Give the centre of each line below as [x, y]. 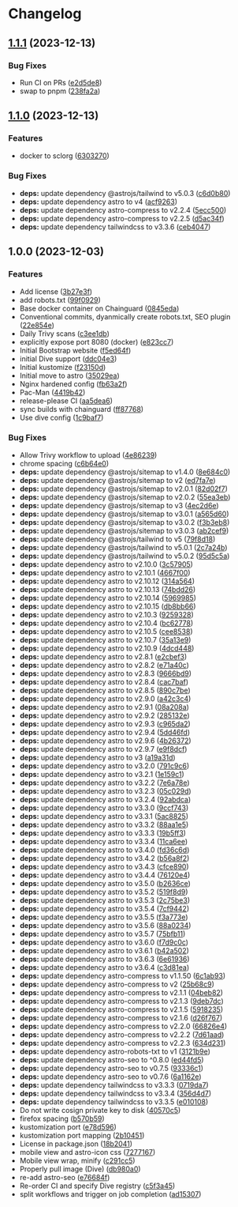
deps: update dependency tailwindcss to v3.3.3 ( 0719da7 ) [114, 1084]
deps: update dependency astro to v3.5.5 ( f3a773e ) [104, 917]
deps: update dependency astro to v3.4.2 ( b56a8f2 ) [104, 858]
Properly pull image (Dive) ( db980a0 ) [80, 1169]
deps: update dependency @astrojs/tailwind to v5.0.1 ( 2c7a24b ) [123, 547]
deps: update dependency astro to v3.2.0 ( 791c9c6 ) [104, 766]
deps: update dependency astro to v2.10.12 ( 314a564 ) [107, 581]
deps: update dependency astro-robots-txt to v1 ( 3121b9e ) [115, 1051]
